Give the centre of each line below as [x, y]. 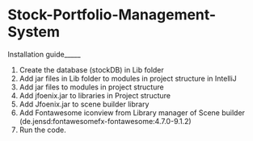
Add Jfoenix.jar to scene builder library [84, 104]
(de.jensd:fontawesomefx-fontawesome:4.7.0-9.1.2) [105, 121]
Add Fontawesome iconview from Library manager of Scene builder [132, 112]
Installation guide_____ [44, 54]
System [34, 32]
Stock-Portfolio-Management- [112, 15]
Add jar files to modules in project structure [91, 87]
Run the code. [42, 130]
